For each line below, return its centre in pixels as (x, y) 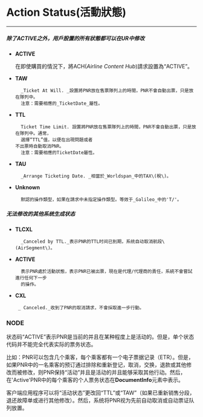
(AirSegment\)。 (35, 248)
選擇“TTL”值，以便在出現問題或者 (57, 140)
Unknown (27, 187)
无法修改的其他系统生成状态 (41, 214)
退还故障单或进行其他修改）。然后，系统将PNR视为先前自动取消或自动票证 (98, 401)
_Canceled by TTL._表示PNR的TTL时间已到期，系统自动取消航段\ (93, 241)
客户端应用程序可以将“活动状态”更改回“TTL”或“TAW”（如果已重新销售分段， (101, 393)
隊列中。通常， (35, 133)
